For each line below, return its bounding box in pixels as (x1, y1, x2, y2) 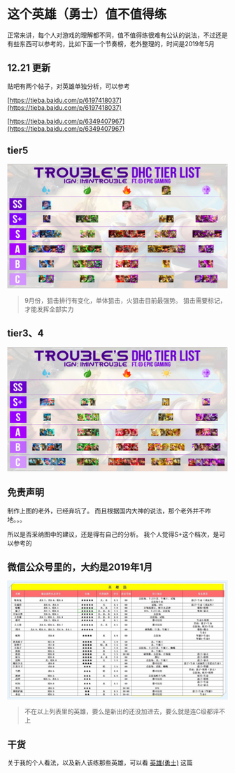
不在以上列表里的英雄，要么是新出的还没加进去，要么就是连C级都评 (24, 707, 220, 716)
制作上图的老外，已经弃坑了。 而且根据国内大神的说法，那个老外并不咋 (7, 506, 211, 515)
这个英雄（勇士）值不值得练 (7, 6, 167, 22)
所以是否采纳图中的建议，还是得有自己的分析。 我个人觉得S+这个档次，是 (7, 530, 220, 539)
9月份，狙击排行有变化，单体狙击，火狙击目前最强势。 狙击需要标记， (24, 297, 227, 305)
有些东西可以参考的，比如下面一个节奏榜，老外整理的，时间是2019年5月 (7, 39, 215, 48)
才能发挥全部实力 (24, 305, 74, 313)
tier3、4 (7, 327, 44, 339)
